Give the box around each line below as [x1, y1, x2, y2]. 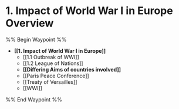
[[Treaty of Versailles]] [22, 78, 77, 86]
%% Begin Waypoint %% [5, 36, 67, 43]
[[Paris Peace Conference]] [22, 72, 89, 79]
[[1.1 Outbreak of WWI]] [22, 53, 80, 60]
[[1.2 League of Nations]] [22, 60, 83, 67]
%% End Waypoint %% [5, 96, 62, 103]
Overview [5, 16, 54, 30]
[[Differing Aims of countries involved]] [22, 66, 121, 73]
